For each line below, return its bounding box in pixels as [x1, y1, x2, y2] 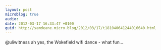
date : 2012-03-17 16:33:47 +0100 [5, 21, 74, 26]
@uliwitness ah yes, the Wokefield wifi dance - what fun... [5, 39, 124, 45]
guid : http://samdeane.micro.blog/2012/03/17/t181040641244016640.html [5, 26, 156, 31]
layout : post [5, 7, 32, 12]
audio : [5, 16, 19, 21]
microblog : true [5, 12, 39, 17]
